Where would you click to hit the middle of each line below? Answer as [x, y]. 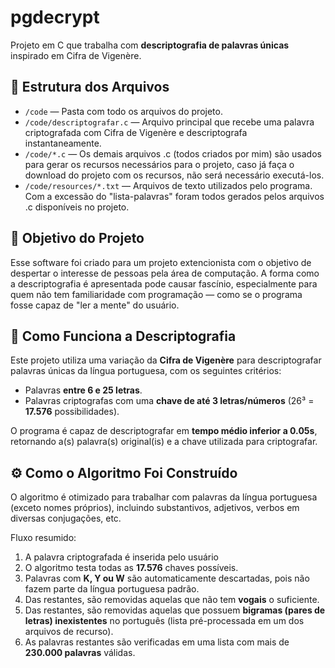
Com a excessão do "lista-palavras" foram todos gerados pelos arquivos [174, 196]
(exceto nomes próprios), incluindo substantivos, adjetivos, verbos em [155, 508]
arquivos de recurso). [69, 632]
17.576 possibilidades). [72, 412]
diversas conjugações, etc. [66, 518]
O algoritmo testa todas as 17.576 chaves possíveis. [131, 568]
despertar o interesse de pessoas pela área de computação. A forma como [165, 273]
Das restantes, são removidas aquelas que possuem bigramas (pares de [175, 610]
